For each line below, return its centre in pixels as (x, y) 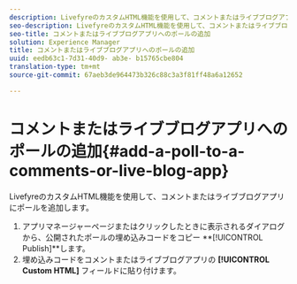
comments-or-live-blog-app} (119, 170)
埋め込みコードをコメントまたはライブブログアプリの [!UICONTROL (145, 259)
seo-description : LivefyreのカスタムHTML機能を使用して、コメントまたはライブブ (145, 26)
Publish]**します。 (56, 248)
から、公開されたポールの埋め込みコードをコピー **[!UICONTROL (142, 237)
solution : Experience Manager (65, 42)
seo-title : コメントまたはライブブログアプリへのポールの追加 (110, 34)
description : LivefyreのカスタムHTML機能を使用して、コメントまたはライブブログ (144, 17)
